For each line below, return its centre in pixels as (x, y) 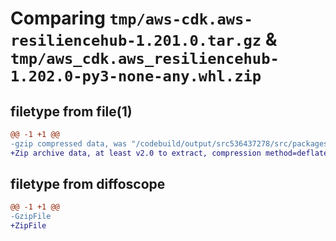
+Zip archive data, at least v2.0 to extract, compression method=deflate (169, 153)
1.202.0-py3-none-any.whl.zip (136, 76)
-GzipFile (31, 217)
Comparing (58, 18)
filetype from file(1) (71, 111)
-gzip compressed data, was (69, 143)
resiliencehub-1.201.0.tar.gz (136, 41)
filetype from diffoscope (88, 184)
